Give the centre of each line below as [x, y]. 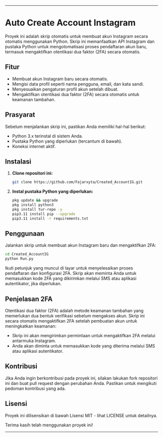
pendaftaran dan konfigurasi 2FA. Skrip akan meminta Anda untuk [71, 273]
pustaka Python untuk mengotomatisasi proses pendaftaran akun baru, [76, 46]
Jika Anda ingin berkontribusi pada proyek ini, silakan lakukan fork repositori [81, 378]
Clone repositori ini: [33, 173]
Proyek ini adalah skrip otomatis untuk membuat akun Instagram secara [76, 36]
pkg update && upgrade [35, 200]
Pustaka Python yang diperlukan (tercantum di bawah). [67, 141]
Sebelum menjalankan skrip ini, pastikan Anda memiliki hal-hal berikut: [75, 127]
